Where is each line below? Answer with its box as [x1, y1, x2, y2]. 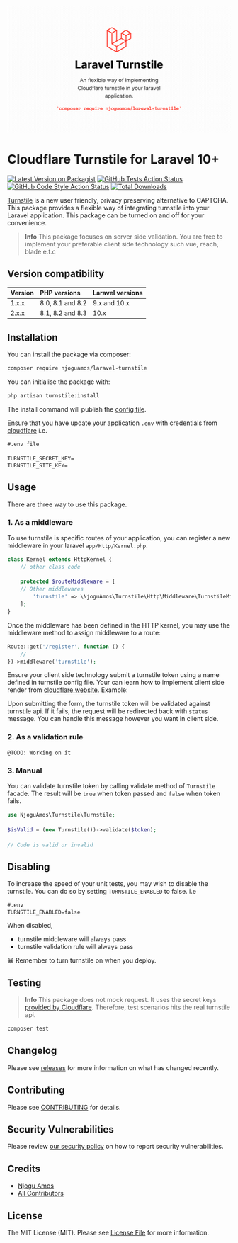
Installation [7, 331, 58, 344]
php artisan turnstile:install [7, 392, 100, 399]
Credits [7, 1162, 41, 1174]
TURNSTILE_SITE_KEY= [7, 462, 69, 469]
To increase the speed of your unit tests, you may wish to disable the [7, 880, 209, 888]
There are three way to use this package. [7, 500, 127, 509]
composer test [7, 1026, 50, 1033]
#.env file [7, 441, 40, 448]
